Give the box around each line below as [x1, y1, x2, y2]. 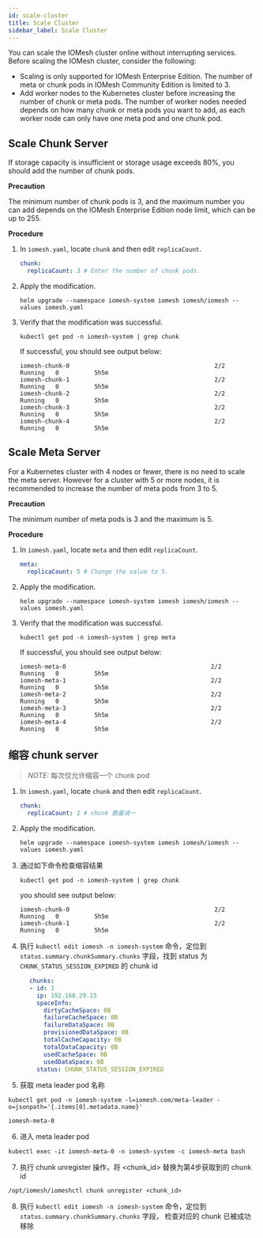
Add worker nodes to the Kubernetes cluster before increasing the [19, 89, 235, 98]
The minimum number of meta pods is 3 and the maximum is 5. [8, 514, 213, 523]
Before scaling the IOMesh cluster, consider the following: [8, 56, 197, 66]
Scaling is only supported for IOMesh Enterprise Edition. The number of [19, 72, 253, 82]
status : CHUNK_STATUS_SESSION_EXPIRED [36, 1065, 164, 1073]
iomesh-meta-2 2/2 [19, 690, 222, 698]
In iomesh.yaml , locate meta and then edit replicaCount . [19, 545, 198, 554]
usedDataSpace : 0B [43, 1058, 104, 1065]
